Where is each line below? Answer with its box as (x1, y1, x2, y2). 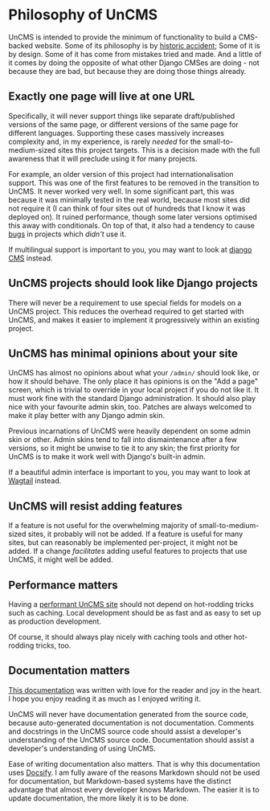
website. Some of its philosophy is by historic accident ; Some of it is (35, 40, 260, 50)
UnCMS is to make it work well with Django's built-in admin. (8, 452, 207, 461)
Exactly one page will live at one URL (8, 90, 195, 104)
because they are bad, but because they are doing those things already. (8, 66, 247, 76)
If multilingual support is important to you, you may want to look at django (8, 244, 252, 254)
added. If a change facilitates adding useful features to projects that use (8, 547, 247, 556)
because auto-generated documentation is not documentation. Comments (8, 718, 255, 727)
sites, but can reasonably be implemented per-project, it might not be (8, 538, 239, 547)
